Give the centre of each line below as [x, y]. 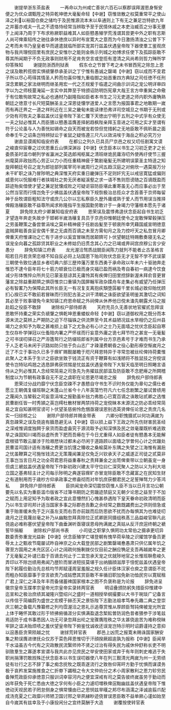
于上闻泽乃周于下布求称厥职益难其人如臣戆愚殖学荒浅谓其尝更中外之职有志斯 [85, 33]
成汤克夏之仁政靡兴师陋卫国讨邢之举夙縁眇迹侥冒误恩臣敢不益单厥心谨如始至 [85, 696]
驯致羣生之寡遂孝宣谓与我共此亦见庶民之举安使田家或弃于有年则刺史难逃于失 [85, 651]
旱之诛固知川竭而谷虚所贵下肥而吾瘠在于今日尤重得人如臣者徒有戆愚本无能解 [85, 435]
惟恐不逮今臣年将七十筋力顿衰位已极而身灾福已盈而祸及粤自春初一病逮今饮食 [85, 269]
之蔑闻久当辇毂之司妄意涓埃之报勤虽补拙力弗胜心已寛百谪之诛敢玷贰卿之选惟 [85, 396]
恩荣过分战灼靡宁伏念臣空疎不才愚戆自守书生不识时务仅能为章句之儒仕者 [90, 384]
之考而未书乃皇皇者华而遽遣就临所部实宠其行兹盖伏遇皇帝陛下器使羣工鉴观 [83, 46]
